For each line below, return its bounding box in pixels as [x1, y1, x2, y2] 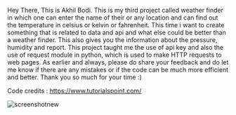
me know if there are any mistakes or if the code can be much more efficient [7, 66, 229, 74]
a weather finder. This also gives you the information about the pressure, [7, 36, 218, 44]
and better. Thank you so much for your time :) [7, 73, 143, 81]
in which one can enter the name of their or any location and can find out [7, 13, 218, 22]
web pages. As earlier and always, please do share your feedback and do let [7, 58, 229, 66]
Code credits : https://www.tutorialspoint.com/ [7, 87, 142, 95]
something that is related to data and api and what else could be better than [7, 28, 226, 36]
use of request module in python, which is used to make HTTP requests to [7, 50, 223, 59]
